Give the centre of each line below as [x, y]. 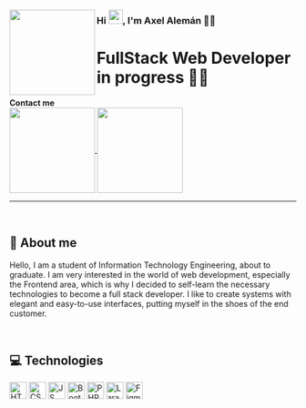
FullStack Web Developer [194, 58]
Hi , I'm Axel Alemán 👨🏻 [157, 20]
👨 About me [43, 243]
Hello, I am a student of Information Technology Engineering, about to [140, 265]
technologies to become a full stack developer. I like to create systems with [150, 294]
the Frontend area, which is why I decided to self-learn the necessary [140, 284]
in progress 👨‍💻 [153, 78]
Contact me [32, 102]
